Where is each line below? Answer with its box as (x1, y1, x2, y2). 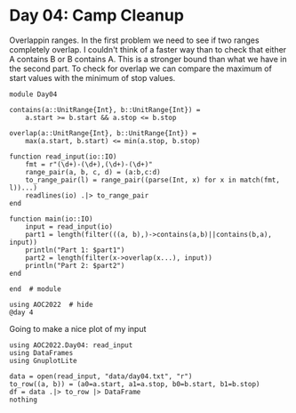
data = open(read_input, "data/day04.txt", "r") (9, 371, 193, 381)
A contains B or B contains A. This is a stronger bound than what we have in (9, 53, 287, 64)
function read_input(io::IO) (9, 152, 117, 161)
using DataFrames (9, 348, 74, 357)
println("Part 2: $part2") (25, 261, 125, 270)
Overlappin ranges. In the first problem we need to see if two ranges (9, 35, 260, 45)
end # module (9, 284, 62, 294)
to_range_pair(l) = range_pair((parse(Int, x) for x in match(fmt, (25, 175, 280, 184)
